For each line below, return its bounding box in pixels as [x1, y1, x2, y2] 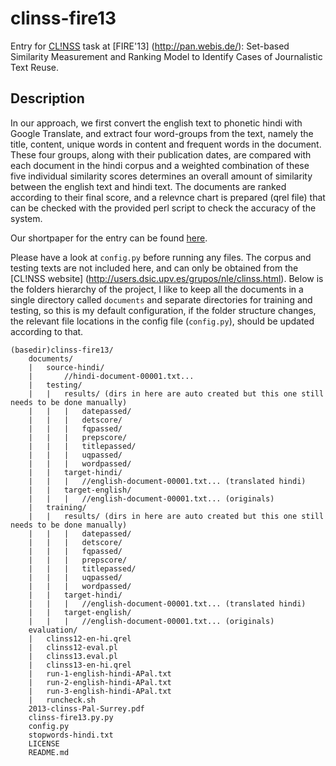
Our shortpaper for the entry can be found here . [10, 232, 208, 244]
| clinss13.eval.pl [28, 651, 118, 661]
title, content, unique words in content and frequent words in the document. [10, 138, 322, 150]
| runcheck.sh [28, 695, 97, 705]
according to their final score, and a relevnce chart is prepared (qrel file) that [10, 191, 326, 203]
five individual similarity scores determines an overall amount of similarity [10, 170, 313, 182]
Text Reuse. [10, 61, 60, 73]
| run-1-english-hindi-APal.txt [28, 668, 172, 679]
